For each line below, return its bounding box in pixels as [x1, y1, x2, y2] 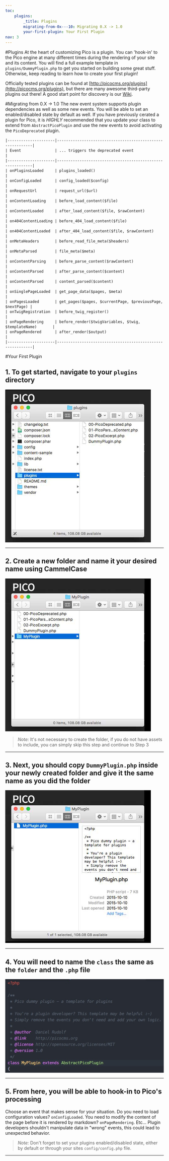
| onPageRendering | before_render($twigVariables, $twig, [5, 319, 141, 325]
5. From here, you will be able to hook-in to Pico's [5, 1087, 162, 1096]
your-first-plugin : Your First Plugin [23, 29, 105, 35]
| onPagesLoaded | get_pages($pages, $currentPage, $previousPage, [5, 299, 163, 304]
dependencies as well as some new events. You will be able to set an [5, 106, 148, 112]
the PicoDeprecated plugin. [5, 127, 60, 134]
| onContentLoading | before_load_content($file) [5, 199, 118, 204]
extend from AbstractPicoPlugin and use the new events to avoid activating [5, 122, 162, 128]
